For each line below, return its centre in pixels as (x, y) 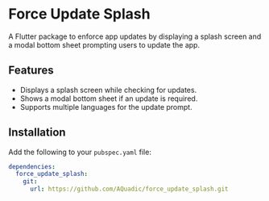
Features (31, 71)
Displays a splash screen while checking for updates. (108, 90)
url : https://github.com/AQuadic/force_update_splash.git (129, 189)
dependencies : (32, 166)
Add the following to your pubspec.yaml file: (80, 152)
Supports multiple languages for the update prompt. (106, 107)
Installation (37, 133)
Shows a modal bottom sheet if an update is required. (109, 98)
